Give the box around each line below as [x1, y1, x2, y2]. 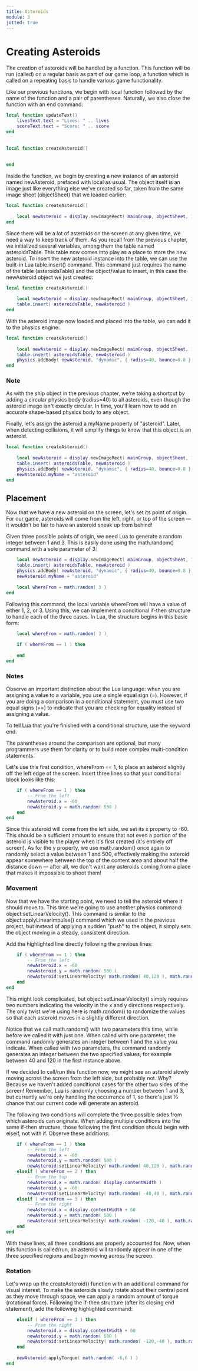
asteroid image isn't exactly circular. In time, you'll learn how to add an [6, 402, 177, 410]
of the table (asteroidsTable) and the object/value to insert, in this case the [6, 267, 187, 274]
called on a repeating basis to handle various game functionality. [6, 77, 163, 84]
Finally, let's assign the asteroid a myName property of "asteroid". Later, [6, 420, 181, 428]
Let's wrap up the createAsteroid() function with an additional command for [6, 1280, 189, 1287]
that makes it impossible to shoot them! [6, 869, 102, 876]
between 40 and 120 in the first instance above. [6, 1057, 122, 1064]
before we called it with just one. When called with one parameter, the [6, 1031, 176, 1038]
